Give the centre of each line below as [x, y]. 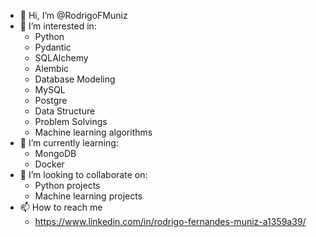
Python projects [67, 185]
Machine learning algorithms [93, 132]
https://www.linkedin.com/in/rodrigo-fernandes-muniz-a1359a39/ [170, 221]
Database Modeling [75, 79]
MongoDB [55, 153]
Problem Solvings [71, 121]
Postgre [51, 100]
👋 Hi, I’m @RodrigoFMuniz [73, 15]
